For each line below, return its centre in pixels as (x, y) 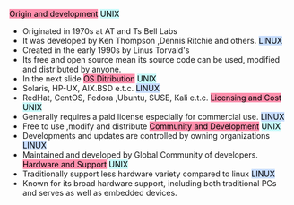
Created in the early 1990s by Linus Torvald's (106, 50)
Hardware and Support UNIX (75, 164)
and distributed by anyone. (72, 69)
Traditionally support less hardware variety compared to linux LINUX (149, 174)
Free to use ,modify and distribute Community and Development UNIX (151, 126)
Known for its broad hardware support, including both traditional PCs (149, 183)
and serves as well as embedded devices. (99, 193)
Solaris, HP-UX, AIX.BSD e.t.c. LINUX (91, 88)
